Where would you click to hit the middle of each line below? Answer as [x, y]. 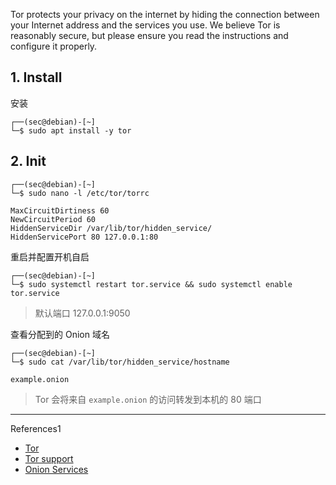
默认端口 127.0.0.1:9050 [82, 313]
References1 [36, 428]
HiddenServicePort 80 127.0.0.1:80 [84, 237]
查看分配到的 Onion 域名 [60, 334]
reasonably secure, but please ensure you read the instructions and [149, 35]
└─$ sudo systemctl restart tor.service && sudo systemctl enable [151, 284]
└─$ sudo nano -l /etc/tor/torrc [80, 193]
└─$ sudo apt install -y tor [71, 130]
